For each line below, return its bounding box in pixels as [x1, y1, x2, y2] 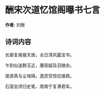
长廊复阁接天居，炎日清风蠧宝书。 [5, 51, 74, 57]
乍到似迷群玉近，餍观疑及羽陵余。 [5, 62, 74, 68]
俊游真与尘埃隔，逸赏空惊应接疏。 [5, 73, 74, 79]
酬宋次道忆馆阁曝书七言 [5, 4, 101, 16]
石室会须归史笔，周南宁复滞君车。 [5, 83, 74, 89]
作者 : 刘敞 [5, 22, 25, 28]
